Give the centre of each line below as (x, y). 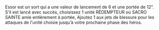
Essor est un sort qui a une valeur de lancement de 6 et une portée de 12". (80, 7)
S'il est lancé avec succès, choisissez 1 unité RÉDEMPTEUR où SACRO (76, 12)
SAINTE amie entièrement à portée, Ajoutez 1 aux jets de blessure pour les (80, 17)
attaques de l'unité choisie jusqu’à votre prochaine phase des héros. (74, 22)
